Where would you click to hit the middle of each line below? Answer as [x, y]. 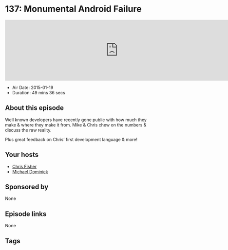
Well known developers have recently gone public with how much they [76, 120]
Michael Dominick [30, 172]
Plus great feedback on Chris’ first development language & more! [71, 139]
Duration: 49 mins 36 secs [39, 92]
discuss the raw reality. [28, 130]
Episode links [26, 214]
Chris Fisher [24, 166]
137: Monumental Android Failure [74, 9]
